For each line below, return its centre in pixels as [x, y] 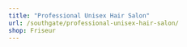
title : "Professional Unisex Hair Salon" [79, 16]
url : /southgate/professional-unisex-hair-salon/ [94, 23]
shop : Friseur [32, 30]
